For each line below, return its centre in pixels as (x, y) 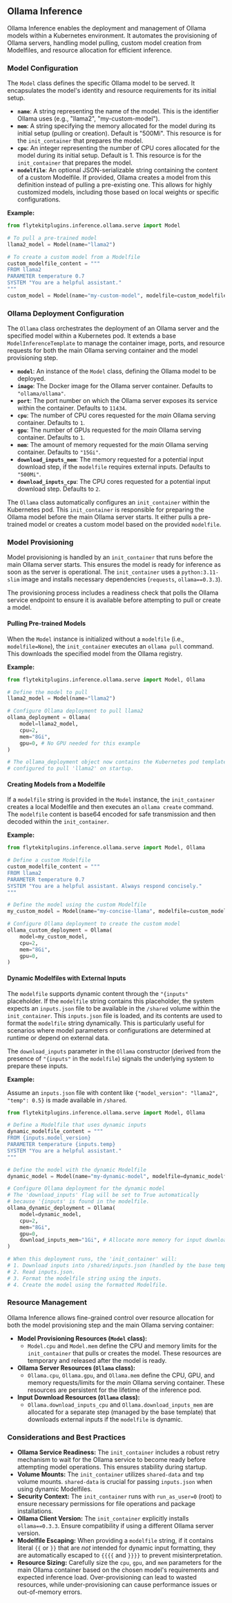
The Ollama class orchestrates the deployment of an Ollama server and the (113, 329)
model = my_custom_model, (54, 936)
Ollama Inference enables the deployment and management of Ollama (107, 28)
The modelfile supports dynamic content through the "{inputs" (98, 993)
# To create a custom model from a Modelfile (74, 257)
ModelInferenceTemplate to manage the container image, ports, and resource (116, 343)
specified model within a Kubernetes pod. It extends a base (91, 336)
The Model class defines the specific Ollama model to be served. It (101, 83)
